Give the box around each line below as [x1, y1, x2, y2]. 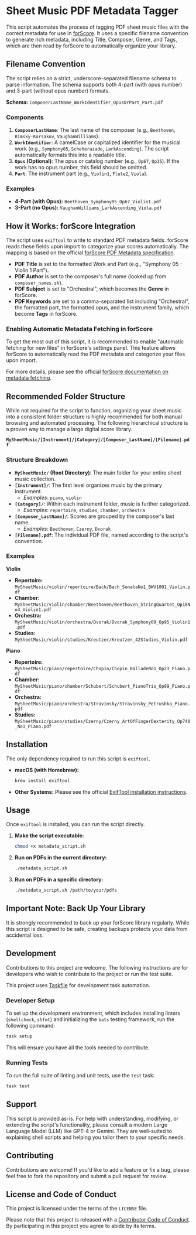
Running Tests [6, 1059, 48, 1067]
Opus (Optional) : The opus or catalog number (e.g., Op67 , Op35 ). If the [14, 158, 180, 165]
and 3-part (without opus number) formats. [6, 87, 110, 94]
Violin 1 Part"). [14, 267, 49, 274]
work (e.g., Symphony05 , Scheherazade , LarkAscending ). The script [14, 145, 169, 152]
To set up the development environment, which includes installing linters [6, 1009, 180, 1016]
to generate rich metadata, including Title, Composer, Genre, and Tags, [6, 36, 177, 43]
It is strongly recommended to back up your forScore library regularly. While [6, 919, 190, 926]
